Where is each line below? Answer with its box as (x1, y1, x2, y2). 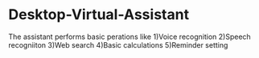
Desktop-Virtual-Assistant (8, 6, 190, 24)
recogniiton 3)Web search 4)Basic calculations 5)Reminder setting (8, 40, 228, 49)
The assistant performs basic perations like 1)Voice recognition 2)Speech (8, 32, 251, 41)
